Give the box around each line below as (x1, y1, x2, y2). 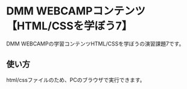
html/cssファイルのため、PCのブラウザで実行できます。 (6, 76, 146, 83)
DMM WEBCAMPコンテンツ (6, 4, 146, 18)
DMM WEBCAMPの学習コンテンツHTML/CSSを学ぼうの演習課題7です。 (6, 40, 185, 47)
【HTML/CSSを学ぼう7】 (6, 19, 133, 33)
